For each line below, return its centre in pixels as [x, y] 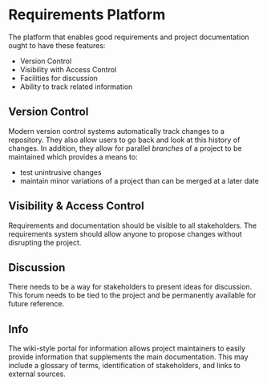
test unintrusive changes [61, 172]
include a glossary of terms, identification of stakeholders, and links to [124, 366]
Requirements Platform [87, 15]
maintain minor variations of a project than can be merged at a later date [139, 180]
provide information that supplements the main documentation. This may [128, 357]
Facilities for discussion [59, 78]
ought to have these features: [57, 45]
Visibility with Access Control [68, 69]
